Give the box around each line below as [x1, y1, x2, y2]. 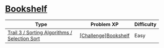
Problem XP [90, 21, 119, 28]
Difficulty [134, 21, 157, 28]
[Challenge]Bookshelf [80, 32, 130, 39]
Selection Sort [7, 35, 40, 42]
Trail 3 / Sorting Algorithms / [7, 29, 72, 36]
